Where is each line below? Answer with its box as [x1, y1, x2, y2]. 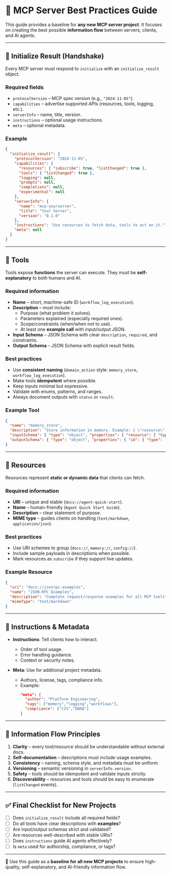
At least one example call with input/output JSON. [20, 326, 126, 332]
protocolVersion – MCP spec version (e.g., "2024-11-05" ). [12, 95, 134, 102]
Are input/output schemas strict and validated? [12, 826, 111, 832]
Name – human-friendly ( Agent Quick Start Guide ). [12, 504, 121, 510]
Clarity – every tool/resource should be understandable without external [12, 743, 164, 749]
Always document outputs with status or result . [12, 394, 115, 400]
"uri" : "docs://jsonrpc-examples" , [10, 585, 85, 590]
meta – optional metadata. [12, 123, 66, 129]
